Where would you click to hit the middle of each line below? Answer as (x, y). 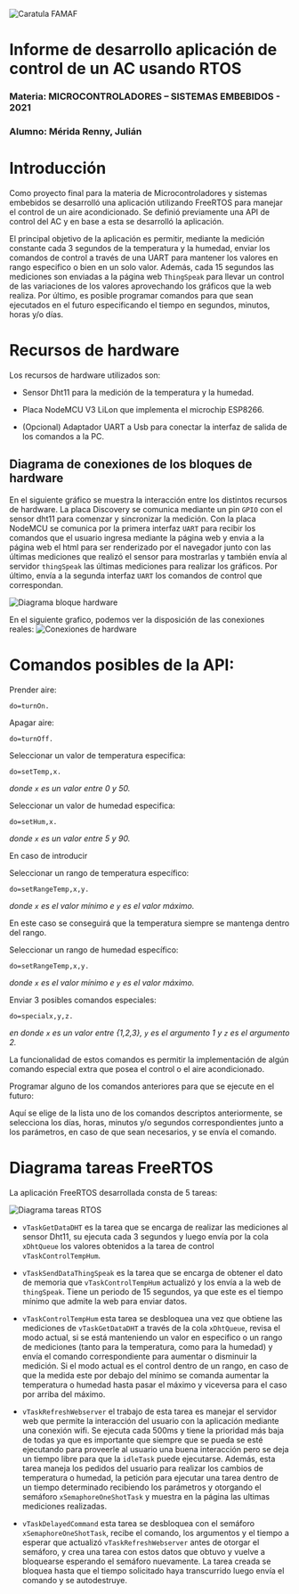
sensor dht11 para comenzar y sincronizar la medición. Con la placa (133, 519)
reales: (22, 629)
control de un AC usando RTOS (125, 69)
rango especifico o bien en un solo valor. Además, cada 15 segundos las (141, 266)
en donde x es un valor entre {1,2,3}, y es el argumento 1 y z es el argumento (149, 1033)
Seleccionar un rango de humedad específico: (94, 950)
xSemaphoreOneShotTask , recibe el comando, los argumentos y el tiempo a (155, 1533)
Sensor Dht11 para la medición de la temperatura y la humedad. (138, 392)
